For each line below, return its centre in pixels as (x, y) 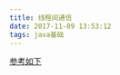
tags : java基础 (37, 34)
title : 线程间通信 (41, 18)
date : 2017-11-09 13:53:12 (60, 26)
